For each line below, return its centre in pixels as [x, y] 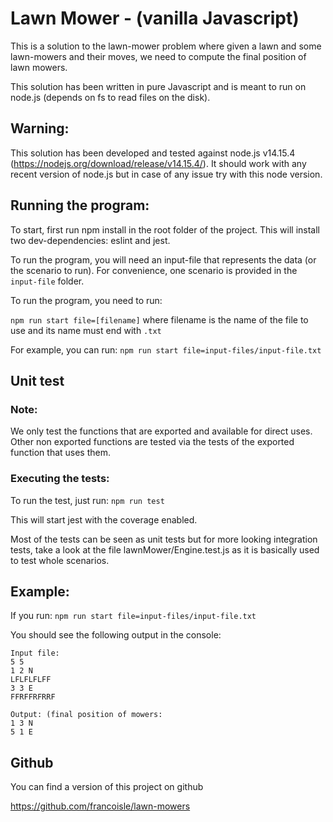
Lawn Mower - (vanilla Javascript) [155, 18]
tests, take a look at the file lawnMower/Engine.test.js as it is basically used [165, 549]
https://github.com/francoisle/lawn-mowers [100, 806]
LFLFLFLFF [31, 680]
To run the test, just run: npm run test [87, 500]
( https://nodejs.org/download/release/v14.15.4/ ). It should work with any [158, 163]
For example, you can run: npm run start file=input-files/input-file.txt [166, 349]
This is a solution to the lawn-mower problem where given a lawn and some [166, 46]
